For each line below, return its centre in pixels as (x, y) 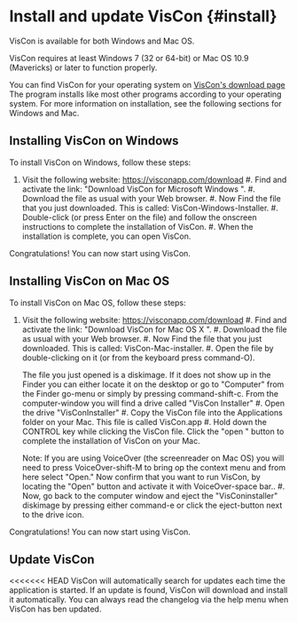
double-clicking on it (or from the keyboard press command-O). (138, 358)
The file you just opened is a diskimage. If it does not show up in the (146, 375)
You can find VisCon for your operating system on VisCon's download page (147, 84)
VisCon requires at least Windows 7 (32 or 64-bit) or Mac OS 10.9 (129, 58)
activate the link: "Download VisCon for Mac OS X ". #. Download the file (155, 329)
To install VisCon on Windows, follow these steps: (100, 162)
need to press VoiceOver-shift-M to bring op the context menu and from (154, 467)
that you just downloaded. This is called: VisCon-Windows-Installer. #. (150, 208)
